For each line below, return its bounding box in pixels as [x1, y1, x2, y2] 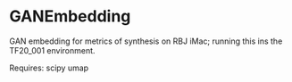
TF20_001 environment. [9, 45, 96, 55]
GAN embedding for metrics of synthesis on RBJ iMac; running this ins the [9, 36, 283, 46]
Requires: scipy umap [9, 62, 89, 73]
